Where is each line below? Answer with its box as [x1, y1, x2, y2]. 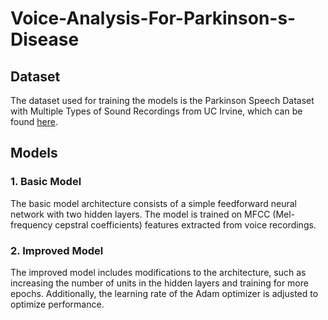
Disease [10, 28, 80, 51]
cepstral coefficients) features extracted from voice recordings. [54, 218, 317, 231]
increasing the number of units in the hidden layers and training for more [10, 277, 309, 289]
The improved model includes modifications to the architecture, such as [10, 266, 307, 278]
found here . [10, 116, 58, 127]
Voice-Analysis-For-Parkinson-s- [10, 7, 297, 30]
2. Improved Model [10, 243, 104, 257]
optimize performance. [10, 298, 105, 310]
